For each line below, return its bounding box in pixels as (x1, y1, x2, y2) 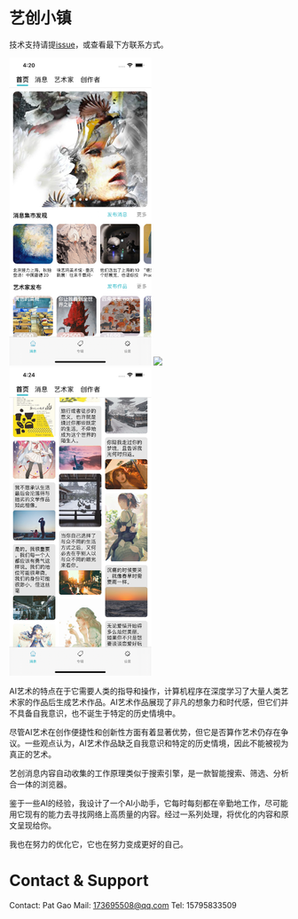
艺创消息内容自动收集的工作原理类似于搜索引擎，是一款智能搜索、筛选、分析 (9, 767, 289, 778)
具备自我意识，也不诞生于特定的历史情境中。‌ (16, 708, 180, 718)
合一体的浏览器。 (9, 779, 72, 789)
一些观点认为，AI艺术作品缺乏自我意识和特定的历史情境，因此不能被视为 (24, 738, 289, 749)
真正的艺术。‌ (9, 749, 56, 759)
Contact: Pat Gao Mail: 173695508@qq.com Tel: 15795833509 (9, 899, 237, 910)
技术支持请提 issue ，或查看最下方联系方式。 (9, 39, 169, 50)
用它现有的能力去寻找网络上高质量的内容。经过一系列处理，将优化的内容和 (9, 809, 281, 820)
